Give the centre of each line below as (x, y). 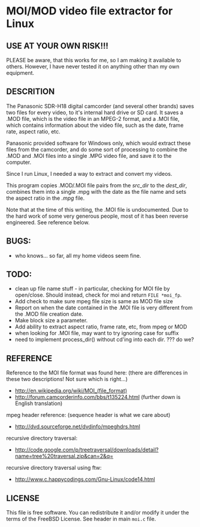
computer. (19, 162)
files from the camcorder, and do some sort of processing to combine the (97, 149)
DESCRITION (31, 92)
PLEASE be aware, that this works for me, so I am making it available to (94, 60)
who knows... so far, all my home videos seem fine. (78, 255)
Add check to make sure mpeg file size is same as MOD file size (94, 301)
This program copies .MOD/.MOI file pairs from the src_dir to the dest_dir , (97, 185)
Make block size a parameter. (51, 321)
